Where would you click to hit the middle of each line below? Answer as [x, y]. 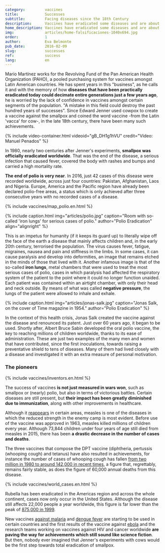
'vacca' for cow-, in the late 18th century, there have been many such [76, 121]
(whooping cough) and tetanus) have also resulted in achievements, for [78, 454]
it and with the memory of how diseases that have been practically [74, 90]
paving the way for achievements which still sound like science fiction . [79, 534]
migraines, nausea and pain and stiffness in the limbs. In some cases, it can [82, 252]
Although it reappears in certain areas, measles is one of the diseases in [78, 413]
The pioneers [21, 367]
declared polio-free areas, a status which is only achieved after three [75, 192]
